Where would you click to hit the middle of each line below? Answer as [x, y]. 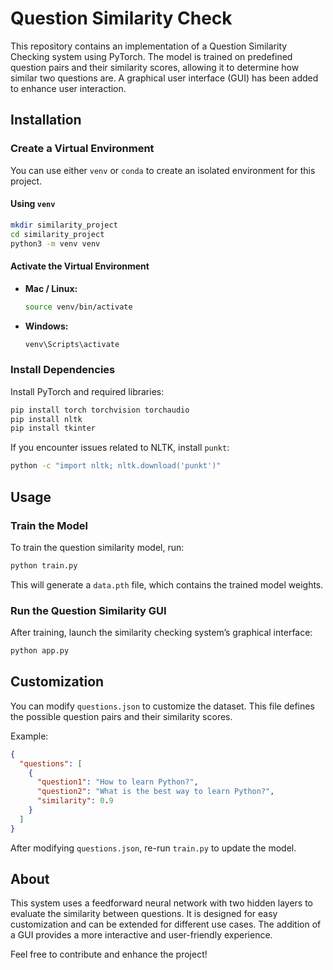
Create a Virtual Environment [82, 149]
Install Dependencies [63, 370]
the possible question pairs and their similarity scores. [121, 716]
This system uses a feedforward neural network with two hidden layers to [162, 903]
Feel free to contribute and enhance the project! [109, 954]
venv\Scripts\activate [72, 344]
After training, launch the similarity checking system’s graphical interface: [161, 633]
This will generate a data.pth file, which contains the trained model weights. [167, 584]
